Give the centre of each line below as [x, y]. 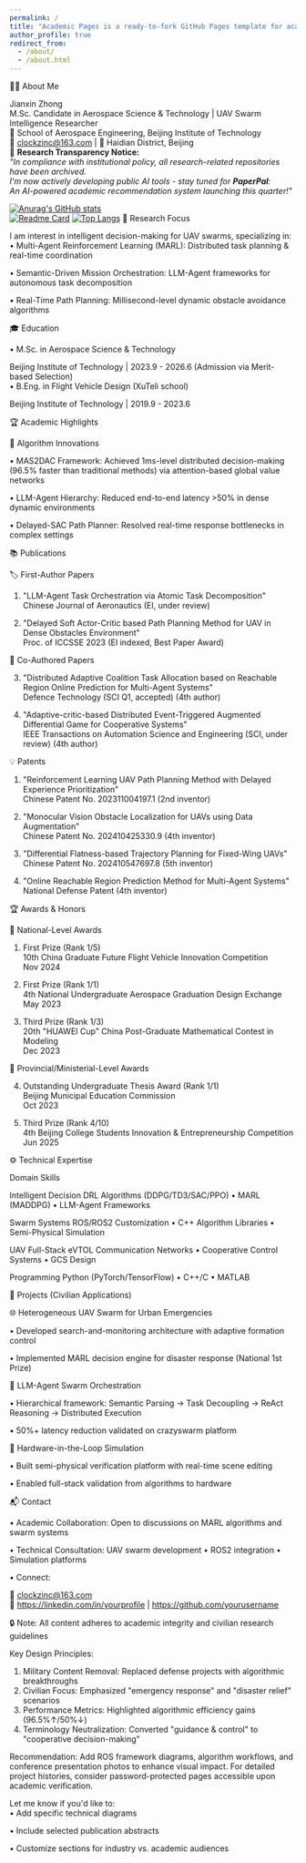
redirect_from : [38, 43]
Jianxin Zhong [36, 104]
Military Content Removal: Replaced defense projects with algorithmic [153, 1671]
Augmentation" [51, 826]
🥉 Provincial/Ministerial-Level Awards [79, 1068]
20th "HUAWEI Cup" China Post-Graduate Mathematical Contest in [148, 1031]
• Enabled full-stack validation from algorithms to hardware [121, 1483]
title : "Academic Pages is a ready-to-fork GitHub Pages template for [146, 26]
